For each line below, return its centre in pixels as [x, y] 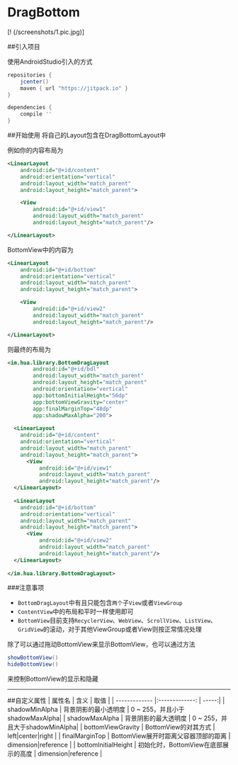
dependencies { [30, 108]
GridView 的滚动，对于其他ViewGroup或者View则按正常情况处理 [109, 629]
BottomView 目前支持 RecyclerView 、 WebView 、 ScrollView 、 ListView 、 [117, 620]
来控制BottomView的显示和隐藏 [53, 679]
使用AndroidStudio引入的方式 [50, 62]
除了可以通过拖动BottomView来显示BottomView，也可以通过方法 [101, 645]
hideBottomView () [33, 664]
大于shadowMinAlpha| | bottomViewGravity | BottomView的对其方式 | [114, 727]
